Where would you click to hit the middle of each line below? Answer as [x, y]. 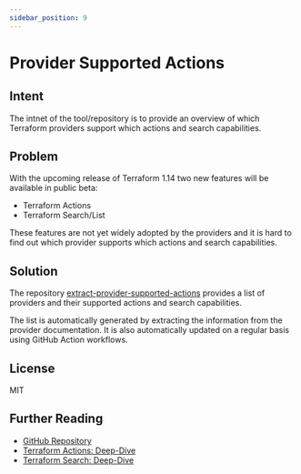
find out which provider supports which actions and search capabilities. [143, 243]
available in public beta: [54, 188]
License [32, 368]
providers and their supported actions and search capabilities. [126, 303]
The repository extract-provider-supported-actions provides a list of [137, 293]
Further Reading [56, 419]
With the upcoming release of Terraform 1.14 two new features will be [139, 178]
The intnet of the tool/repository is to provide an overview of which [135, 118]
